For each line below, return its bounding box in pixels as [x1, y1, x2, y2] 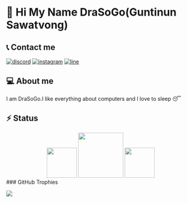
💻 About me [6, 76, 54, 86]
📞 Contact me [6, 42, 56, 52]
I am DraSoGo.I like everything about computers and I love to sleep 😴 [6, 95, 182, 102]
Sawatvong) [6, 18, 68, 32]
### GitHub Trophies [6, 178, 58, 186]
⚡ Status [6, 114, 38, 124]
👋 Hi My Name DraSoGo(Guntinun [6, 5, 177, 19]
